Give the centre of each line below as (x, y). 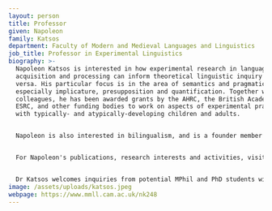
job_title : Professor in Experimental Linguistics (96, 54)
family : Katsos (34, 39)
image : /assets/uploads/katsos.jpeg (70, 187)
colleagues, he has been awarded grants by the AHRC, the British (130, 99)
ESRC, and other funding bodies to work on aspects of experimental (134, 106)
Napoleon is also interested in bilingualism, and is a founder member (139, 136)
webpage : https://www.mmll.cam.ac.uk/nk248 (83, 194)
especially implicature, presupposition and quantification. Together (137, 91)
